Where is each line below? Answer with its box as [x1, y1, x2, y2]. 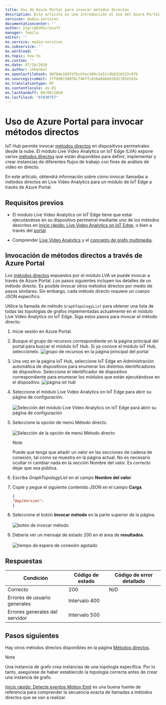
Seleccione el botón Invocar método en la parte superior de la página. [12, 512, 156, 518]
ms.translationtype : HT [5, 81, 54, 86]
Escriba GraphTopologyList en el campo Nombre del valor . [12, 474, 132, 481]
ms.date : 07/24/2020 [5, 62, 48, 67]
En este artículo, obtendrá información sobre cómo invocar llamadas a [5, 174, 148, 180]
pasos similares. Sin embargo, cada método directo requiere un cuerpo [5, 288, 150, 294]
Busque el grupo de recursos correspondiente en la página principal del [12, 338, 159, 344]
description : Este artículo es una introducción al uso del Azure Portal [5, 12, 161, 17]
